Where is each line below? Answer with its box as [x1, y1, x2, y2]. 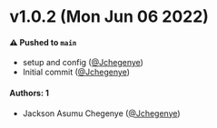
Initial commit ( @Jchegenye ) [22, 66, 130, 78]
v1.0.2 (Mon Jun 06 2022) [9, 6, 209, 27]
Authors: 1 [9, 87, 50, 98]
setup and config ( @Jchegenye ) [22, 57, 143, 68]
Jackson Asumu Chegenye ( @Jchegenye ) [22, 107, 181, 119]
